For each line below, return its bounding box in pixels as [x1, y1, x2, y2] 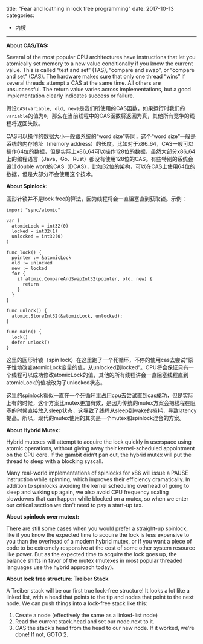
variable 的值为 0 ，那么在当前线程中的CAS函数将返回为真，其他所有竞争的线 [6, 112, 195, 119]
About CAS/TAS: [6, 42, 50, 49]
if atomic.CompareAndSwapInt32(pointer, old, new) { [17, 276, 153, 282]
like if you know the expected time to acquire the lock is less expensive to [6, 531, 190, 538]
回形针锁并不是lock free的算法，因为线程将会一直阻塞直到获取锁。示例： [6, 195, 187, 202]
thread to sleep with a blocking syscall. [6, 458, 104, 465]
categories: [6, 11, 34, 19]
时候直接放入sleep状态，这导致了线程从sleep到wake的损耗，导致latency [16, 407, 197, 414]
